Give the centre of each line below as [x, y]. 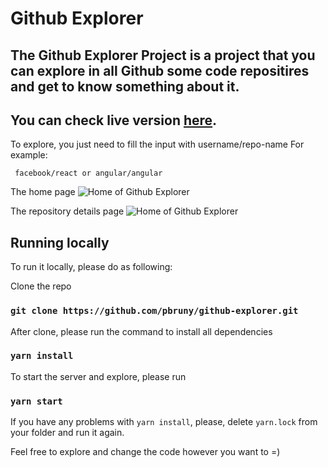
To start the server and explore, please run [98, 376]
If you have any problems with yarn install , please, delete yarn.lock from [164, 422]
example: [29, 155]
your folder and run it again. [67, 433]
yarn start [36, 401]
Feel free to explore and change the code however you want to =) [145, 452]
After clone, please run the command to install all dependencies [141, 331]
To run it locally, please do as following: [91, 267]
